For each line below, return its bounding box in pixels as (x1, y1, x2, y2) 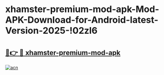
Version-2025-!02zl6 (5, 25, 98, 36)
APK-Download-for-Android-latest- (5, 14, 158, 26)
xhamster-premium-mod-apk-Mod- (5, 4, 159, 15)
